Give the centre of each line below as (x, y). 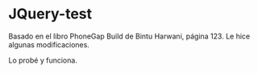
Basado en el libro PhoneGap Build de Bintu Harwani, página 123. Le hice (129, 36)
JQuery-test (50, 14)
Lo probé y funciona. (43, 60)
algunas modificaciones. (49, 44)
